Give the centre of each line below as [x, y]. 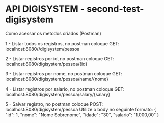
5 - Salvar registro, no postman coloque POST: [54, 104]
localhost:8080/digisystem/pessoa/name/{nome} [57, 79]
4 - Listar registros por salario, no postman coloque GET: [65, 89]
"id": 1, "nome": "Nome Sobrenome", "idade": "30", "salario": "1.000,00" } [82, 115]
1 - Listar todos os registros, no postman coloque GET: [62, 43]
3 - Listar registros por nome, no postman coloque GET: [64, 73]
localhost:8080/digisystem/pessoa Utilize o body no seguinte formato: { [81, 109]
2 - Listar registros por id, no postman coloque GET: [60, 58]
